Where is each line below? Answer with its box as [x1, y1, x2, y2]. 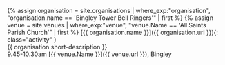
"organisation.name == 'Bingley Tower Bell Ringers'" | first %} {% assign [7, 14, 214, 22]
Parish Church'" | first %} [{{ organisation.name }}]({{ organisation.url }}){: [7, 28, 219, 36]
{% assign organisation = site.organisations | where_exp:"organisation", [7, 7, 211, 14]
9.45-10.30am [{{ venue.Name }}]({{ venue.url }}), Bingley [7, 50, 172, 58]
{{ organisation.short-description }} [7, 43, 108, 51]
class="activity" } [7, 36, 57, 44]
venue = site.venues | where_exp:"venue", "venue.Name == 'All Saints [7, 21, 207, 29]
